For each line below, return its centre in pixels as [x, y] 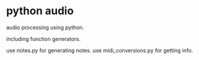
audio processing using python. [45, 27]
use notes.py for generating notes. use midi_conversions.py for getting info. [100, 50]
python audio [40, 11]
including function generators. [43, 39]
